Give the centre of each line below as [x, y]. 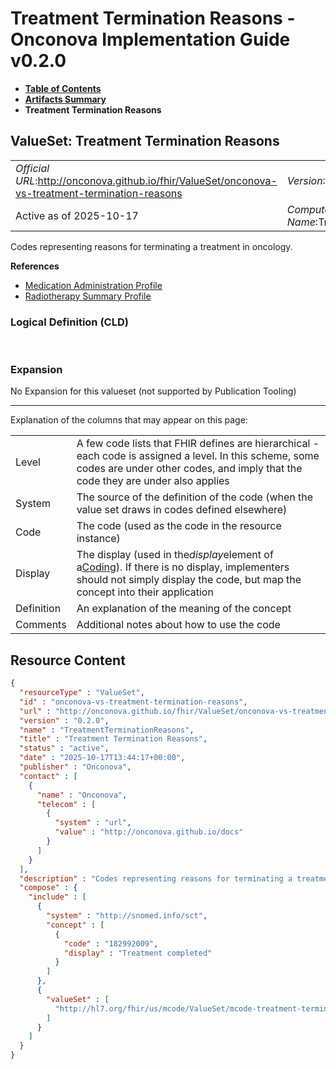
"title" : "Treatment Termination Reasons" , [113, 739]
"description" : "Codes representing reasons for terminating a [156, 878]
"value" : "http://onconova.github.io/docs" [149, 832]
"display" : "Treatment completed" [138, 953]
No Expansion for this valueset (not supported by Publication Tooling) [153, 391]
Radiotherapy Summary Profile [88, 296]
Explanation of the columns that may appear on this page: [129, 420]
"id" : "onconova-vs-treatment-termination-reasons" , [133, 702]
